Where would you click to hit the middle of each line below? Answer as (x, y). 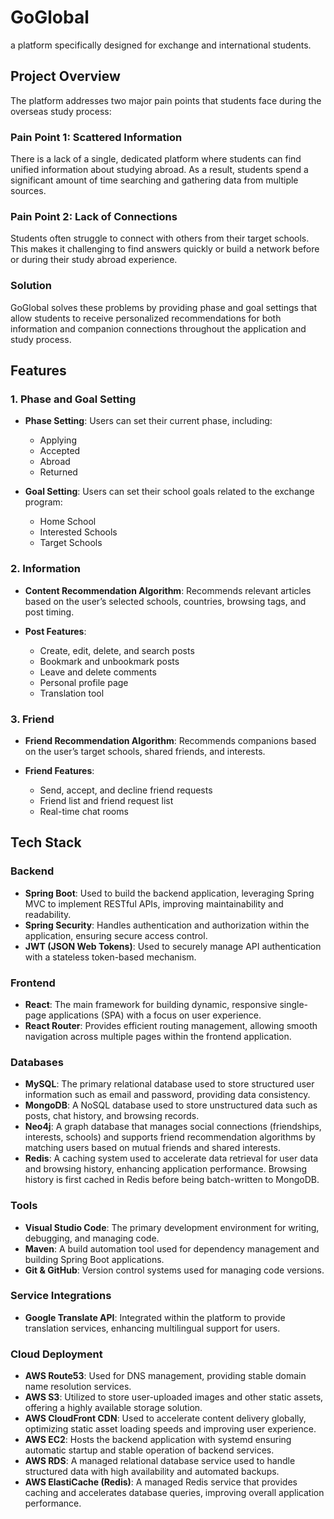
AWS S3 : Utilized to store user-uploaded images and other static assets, (174, 1397)
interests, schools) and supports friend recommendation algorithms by (170, 1137)
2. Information (45, 569)
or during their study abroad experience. (94, 260)
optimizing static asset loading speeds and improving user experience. (170, 1429)
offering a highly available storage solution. (113, 1408)
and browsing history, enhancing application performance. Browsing (166, 1169)
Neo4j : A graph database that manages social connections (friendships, (173, 1127)
